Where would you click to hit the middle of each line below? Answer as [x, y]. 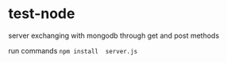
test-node [42, 14]
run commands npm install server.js [73, 50]
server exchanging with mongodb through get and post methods [114, 35]
